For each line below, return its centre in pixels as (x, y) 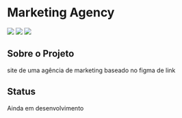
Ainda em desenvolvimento (45, 108)
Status (22, 92)
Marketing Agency (61, 13)
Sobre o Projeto (41, 54)
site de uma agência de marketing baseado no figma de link (91, 70)
